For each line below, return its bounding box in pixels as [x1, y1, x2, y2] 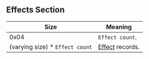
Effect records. [98, 42, 140, 51]
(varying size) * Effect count [9, 42, 93, 51]
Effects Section [6, 5, 65, 15]
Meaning [106, 22, 132, 31]
